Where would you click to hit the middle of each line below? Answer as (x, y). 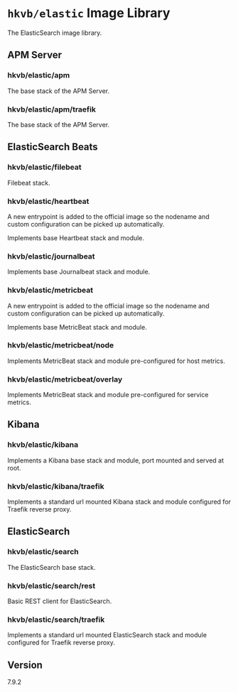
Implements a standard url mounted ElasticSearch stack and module (107, 635)
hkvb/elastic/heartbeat (48, 201)
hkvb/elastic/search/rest (52, 585)
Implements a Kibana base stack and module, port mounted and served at (116, 460)
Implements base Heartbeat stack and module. (76, 238)
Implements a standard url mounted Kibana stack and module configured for (119, 502)
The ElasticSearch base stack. (52, 567)
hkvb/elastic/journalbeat (51, 256)
